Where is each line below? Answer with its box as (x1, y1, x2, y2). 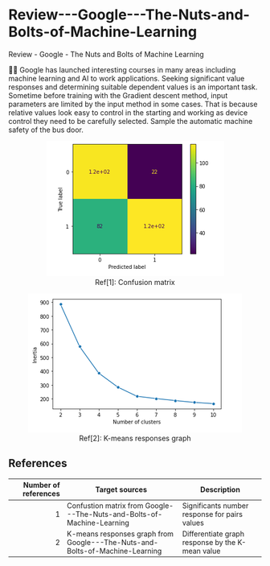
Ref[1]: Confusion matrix (95, 277, 175, 287)
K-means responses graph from (67, 529, 174, 539)
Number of (22, 481, 60, 490)
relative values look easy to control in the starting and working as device (8, 107, 248, 118)
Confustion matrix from (67, 501, 144, 510)
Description (200, 485, 241, 494)
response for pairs (182, 509, 243, 518)
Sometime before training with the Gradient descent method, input (8, 90, 228, 100)
